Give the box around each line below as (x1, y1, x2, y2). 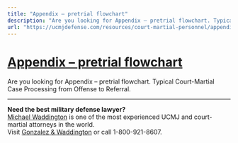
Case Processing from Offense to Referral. (7, 85, 131, 93)
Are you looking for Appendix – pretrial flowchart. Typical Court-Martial (7, 77, 215, 86)
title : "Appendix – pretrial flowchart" (7, 10, 129, 18)
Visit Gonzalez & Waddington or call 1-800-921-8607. (7, 128, 163, 137)
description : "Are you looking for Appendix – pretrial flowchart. (7, 17, 211, 24)
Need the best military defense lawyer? (7, 105, 126, 114)
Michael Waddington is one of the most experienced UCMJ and (7, 113, 193, 121)
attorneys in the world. (28, 120, 95, 129)
